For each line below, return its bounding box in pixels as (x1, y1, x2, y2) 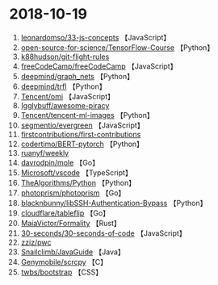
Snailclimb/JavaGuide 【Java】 (20, 247, 125, 257)
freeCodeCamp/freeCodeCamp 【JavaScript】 (20, 61, 178, 71)
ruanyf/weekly (20, 148, 69, 157)
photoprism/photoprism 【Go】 (20, 187, 126, 198)
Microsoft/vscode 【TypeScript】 (20, 167, 132, 178)
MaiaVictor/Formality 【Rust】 (20, 218, 122, 228)
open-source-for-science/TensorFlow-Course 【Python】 (20, 42, 215, 52)
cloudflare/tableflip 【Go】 (20, 207, 111, 218)
